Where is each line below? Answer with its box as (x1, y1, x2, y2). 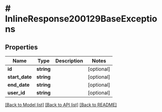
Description (55, 57, 83, 64)
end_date (7, 81, 30, 88)
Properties (5, 43, 38, 51)
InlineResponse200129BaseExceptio (5, 13, 158, 24)
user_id (7, 90, 25, 96)
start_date (7, 74, 32, 80)
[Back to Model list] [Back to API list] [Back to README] (5, 102, 117, 108)
